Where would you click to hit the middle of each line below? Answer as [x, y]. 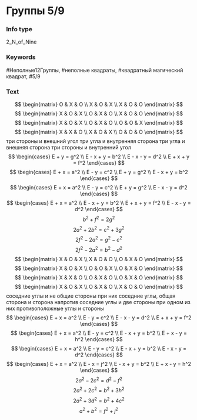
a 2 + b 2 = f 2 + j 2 [99, 410]
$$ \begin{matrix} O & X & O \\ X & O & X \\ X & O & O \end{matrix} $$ [99, 105]
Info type [19, 29]
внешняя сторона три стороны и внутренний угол [69, 148]
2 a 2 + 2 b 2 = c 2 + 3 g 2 [99, 229]
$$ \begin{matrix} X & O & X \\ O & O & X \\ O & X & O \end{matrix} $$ [99, 268]
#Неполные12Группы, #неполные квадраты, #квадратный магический [95, 70]
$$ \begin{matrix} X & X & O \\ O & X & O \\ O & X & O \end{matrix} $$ [99, 277]
